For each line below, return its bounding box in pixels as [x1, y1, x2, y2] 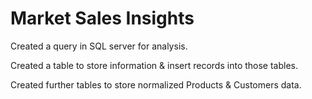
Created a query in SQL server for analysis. [10, 40, 188, 52]
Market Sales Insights [10, 7, 195, 30]
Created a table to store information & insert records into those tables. [10, 59, 299, 71]
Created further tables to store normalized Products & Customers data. [10, 78, 302, 91]
